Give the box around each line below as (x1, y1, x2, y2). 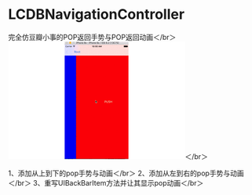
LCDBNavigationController (8, 5, 185, 23)
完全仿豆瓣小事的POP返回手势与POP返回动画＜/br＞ (8, 32, 177, 42)
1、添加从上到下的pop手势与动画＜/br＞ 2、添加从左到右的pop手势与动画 (8, 168, 245, 178)
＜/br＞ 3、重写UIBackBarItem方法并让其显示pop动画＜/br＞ (8, 178, 204, 187)
